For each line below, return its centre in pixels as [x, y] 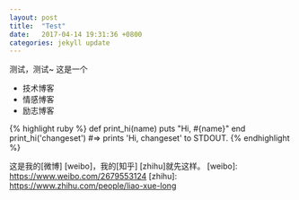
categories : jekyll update [60, 43]
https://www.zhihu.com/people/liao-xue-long [93, 186]
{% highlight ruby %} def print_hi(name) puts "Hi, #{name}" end [128, 129]
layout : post [34, 17]
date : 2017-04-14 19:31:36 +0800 [76, 34]
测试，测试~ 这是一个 [48, 69]
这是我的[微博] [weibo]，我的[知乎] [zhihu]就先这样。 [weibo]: [123, 166]
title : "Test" [38, 26]
